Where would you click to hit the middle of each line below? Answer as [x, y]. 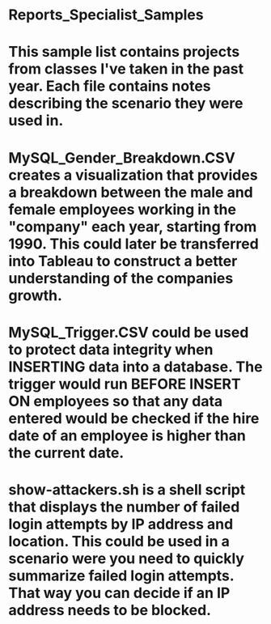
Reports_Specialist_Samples [106, 15]
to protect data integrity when [111, 349]
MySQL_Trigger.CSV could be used [129, 332]
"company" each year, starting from [133, 226]
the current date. [66, 453]
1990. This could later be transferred [133, 244]
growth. [36, 295]
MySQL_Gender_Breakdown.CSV [122, 157]
